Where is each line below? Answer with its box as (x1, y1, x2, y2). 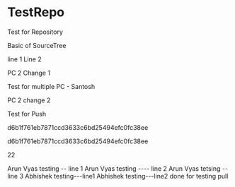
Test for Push (7, 109, 47, 118)
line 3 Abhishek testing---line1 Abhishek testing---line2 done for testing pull (7, 171, 229, 180)
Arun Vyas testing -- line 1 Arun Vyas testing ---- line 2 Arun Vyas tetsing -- (7, 164, 229, 173)
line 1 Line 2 (7, 54, 42, 64)
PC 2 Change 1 (7, 68, 51, 77)
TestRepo (7, 4, 65, 20)
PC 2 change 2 (7, 96, 51, 104)
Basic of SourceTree (7, 41, 67, 49)
